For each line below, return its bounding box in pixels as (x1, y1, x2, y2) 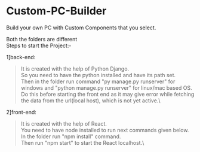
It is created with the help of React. (20, 120, 107, 127)
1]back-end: (6, 53, 36, 60)
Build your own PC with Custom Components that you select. (6, 24, 156, 31)
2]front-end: (6, 108, 37, 115)
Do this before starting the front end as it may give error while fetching (20, 90, 195, 98)
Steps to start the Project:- (6, 42, 72, 49)
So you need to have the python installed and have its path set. (20, 71, 176, 78)
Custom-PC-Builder (6, 4, 107, 18)
